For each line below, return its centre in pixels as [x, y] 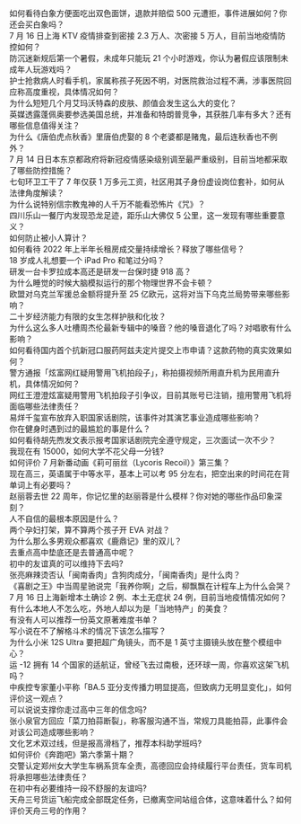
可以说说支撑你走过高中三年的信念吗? [78, 709]
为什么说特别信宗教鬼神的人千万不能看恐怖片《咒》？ [107, 204]
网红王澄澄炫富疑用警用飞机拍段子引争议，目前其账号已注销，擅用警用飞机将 [150, 395]
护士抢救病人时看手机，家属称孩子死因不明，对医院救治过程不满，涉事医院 [146, 80]
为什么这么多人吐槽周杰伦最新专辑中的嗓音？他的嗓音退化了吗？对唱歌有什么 [150, 328]
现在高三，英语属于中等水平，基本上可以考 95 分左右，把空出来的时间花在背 [150, 474]
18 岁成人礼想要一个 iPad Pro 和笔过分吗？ [87, 260]
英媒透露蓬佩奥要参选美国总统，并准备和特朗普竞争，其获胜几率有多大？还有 [150, 114]
